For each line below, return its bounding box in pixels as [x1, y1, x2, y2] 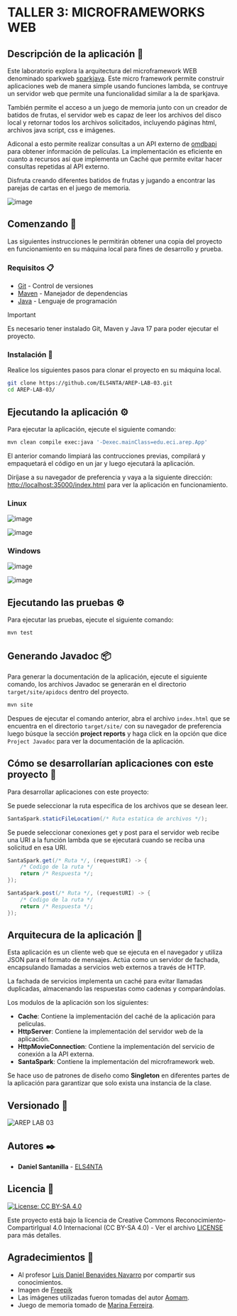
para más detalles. [7, 1231, 62, 1239]
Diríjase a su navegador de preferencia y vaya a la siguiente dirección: [7, 473, 213, 481]
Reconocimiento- [175, 1216, 226, 1224]
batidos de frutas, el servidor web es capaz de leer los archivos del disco [7, 111, 222, 119]
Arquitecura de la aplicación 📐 [7, 929, 143, 941]
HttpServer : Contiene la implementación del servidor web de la [17, 1027, 204, 1036]
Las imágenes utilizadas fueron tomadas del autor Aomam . [17, 1293, 190, 1302]
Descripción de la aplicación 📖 [7, 48, 144, 60]
